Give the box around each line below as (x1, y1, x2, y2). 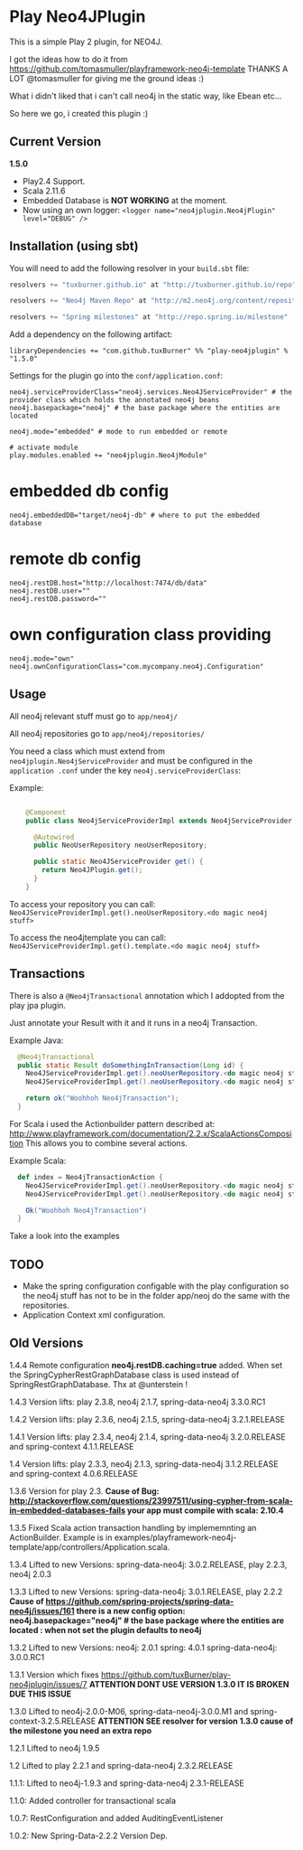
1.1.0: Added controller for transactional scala (9, 1795, 177, 1806)
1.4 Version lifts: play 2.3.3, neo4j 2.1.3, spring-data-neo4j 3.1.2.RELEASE (9, 1458, 279, 1470)
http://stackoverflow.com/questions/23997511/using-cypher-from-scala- (9, 1495, 293, 1506)
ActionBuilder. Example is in (9, 1532, 113, 1543)
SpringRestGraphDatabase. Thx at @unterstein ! (9, 1378, 188, 1389)
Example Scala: (9, 1155, 67, 1166)
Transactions (9, 966, 86, 981)
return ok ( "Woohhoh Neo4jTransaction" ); (25, 1094, 179, 1103)
